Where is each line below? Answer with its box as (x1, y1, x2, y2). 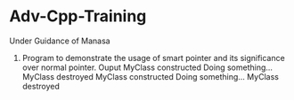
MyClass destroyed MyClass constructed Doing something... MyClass (21, 71, 279, 81)
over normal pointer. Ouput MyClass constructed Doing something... (21, 62, 274, 73)
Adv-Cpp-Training (9, 6, 147, 27)
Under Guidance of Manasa (9, 35, 110, 46)
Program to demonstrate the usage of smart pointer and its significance (21, 52, 285, 63)
